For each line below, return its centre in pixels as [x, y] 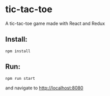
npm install [18, 51]
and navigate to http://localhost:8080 [44, 88]
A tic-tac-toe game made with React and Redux [55, 23]
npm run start [20, 78]
